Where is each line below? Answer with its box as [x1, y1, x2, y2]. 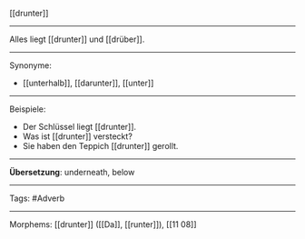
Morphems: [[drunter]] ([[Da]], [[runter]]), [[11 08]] [9, 219, 197, 230]
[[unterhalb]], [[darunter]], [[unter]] [22, 77, 154, 88]
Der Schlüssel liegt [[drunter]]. [22, 122, 137, 132]
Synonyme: [9, 60, 52, 71]
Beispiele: [9, 104, 46, 115]
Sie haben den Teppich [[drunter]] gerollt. [22, 141, 179, 151]
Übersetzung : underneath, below [9, 167, 135, 177]
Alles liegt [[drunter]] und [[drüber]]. [9, 34, 145, 45]
